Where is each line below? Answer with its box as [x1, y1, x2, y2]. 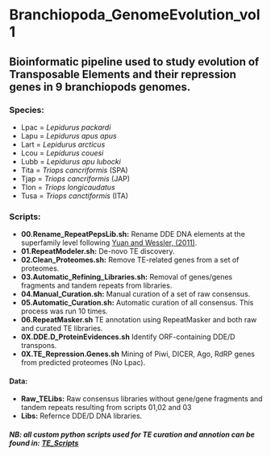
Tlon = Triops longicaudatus [20, 182, 115, 192]
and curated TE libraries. [20, 324, 103, 334]
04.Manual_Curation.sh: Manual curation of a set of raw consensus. [20, 289, 251, 299]
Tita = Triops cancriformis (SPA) [20, 165, 128, 175]
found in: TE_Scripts [9, 437, 79, 448]
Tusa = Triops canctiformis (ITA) [20, 191, 128, 201]
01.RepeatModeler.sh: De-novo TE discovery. [20, 247, 175, 256]
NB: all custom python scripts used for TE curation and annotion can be [9, 429, 255, 439]
